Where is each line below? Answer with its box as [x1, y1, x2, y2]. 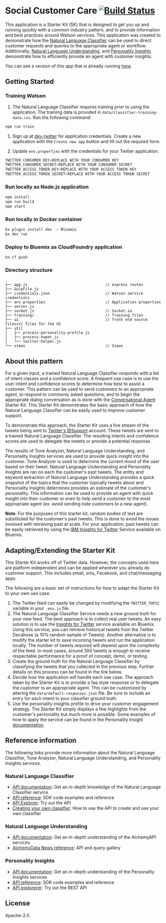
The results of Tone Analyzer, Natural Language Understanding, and [5, 448, 145, 454]
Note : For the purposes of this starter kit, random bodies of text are [5, 510, 143, 516]
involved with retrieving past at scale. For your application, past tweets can [5, 521, 159, 527]
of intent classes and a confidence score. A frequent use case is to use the [5, 376, 159, 382]
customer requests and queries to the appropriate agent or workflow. [5, 42, 147, 48]
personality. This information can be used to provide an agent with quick [5, 490, 154, 496]
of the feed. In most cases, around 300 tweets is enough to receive [12, 648, 150, 654]
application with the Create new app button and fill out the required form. [12, 138, 161, 144]
